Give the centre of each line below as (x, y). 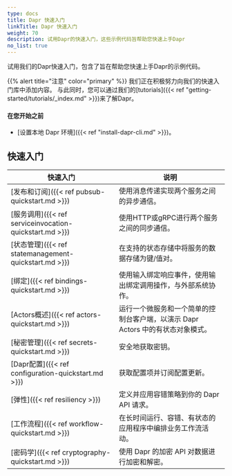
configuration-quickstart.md (57, 373)
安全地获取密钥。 (146, 347)
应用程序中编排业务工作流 (160, 428)
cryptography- (86, 452)
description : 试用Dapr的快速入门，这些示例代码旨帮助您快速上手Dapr (96, 39)
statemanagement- (42, 254)
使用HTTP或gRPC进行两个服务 (168, 218)
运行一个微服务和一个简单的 (164, 309)
